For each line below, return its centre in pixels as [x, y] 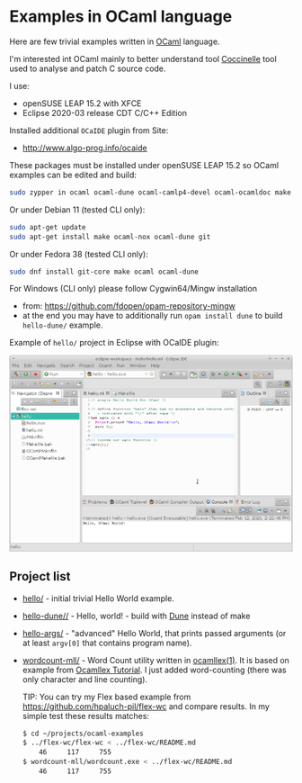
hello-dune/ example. [62, 325]
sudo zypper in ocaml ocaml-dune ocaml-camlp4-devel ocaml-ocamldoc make [151, 192]
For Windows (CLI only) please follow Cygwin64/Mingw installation [133, 289]
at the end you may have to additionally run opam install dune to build [152, 316]
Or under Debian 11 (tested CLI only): [77, 210]
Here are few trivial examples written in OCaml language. [115, 41]
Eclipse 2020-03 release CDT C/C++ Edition [104, 112]
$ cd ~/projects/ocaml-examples [83, 733]
